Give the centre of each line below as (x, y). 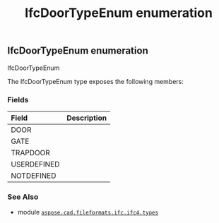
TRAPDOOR (31, 152)
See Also (23, 197)
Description (87, 118)
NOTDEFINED (34, 176)
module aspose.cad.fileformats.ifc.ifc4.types (88, 212)
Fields (18, 100)
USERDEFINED (35, 164)
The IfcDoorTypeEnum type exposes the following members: (95, 81)
